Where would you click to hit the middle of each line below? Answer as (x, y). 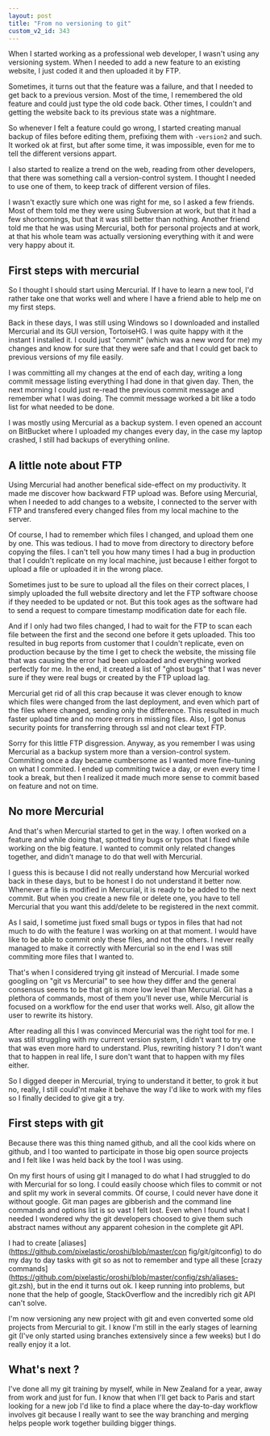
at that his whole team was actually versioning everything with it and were (131, 237)
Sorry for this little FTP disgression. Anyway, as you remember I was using (132, 743)
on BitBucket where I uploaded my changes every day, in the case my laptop (135, 431)
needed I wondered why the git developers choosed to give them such (126, 1218)
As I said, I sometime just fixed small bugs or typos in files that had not (126, 922)
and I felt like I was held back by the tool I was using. (96, 1160)
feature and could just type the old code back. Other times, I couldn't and (130, 104)
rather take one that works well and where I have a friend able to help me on (135, 299)
